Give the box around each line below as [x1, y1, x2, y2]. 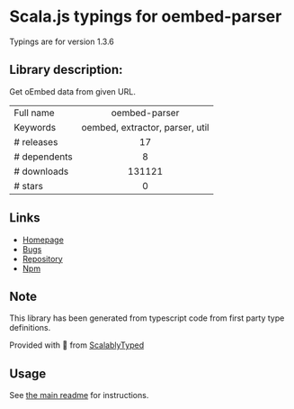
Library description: [9, 62, 123, 77]
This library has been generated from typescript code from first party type [9, 313, 285, 323]
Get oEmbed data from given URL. [9, 86, 137, 96]
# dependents [13, 150, 74, 163]
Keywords [13, 121, 57, 133]
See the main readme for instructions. [9, 390, 149, 401]
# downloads [13, 165, 69, 177]
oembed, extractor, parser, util [81, 121, 209, 133]
